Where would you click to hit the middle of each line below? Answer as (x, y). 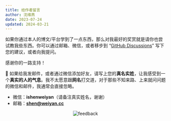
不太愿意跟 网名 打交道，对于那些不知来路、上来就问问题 (108, 80)
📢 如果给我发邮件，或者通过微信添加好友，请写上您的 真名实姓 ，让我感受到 (83, 74)
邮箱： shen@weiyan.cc (38, 103)
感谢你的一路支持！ (25, 63)
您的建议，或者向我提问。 (32, 52)
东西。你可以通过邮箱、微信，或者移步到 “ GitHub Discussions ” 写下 (93, 46)
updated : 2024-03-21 (27, 24)
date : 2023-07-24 (24, 19)
